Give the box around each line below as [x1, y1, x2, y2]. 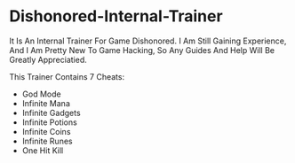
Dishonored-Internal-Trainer [9, 6, 224, 27]
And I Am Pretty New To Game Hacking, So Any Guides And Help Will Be [9, 44, 275, 55]
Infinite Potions [21, 117, 77, 128]
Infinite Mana [21, 97, 71, 108]
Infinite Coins [21, 126, 71, 136]
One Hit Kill [21, 144, 64, 156]
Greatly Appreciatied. [9, 54, 87, 65]
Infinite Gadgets [21, 107, 82, 118]
